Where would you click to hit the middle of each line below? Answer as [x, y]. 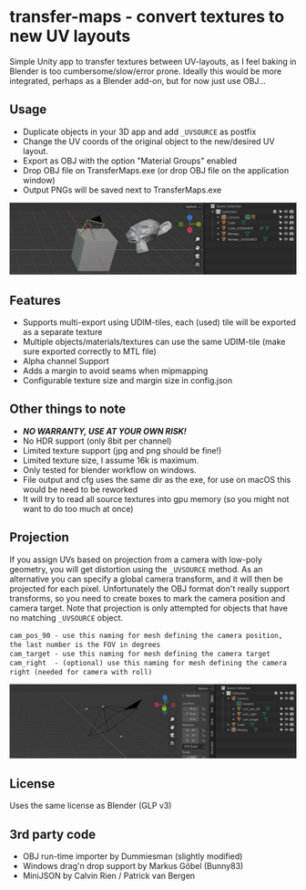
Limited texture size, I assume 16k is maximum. [111, 460]
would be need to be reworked [80, 489]
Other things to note [67, 409]
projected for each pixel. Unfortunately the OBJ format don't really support [149, 588]
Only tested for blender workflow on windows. [110, 470]
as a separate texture [62, 332]
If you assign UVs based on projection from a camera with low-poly [136, 560]
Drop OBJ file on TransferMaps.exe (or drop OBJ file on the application [156, 170]
